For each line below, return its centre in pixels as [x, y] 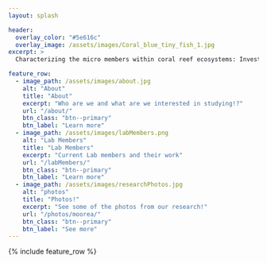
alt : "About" [44, 88]
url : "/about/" [48, 111]
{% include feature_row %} [52, 252]
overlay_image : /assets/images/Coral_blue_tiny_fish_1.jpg [115, 44]
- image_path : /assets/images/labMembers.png [92, 133]
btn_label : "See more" [60, 229]
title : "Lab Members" [58, 148]
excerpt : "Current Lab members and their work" [103, 155]
